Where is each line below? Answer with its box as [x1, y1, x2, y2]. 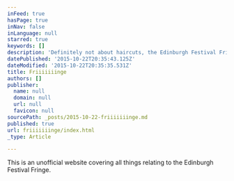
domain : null [13, 95, 52, 102]
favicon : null [13, 107, 54, 114]
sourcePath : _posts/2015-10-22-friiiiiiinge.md [7, 113, 148, 120]
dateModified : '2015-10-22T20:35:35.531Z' [7, 62, 132, 69]
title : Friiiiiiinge [7, 68, 68, 75]
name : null [13, 88, 45, 95]
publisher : [7, 81, 39, 88]
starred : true [7, 36, 49, 43]
